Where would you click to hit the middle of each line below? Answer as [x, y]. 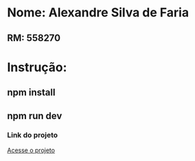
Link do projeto [32, 135]
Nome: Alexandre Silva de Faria [98, 13]
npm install [31, 93]
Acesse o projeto [31, 150]
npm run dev [35, 115]
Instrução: [37, 67]
